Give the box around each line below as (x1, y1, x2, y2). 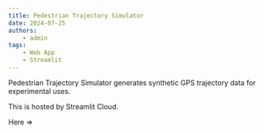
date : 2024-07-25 (8, 19, 66, 27)
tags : (8, 41, 26, 49)
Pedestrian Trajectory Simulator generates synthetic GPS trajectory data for (8, 77, 256, 88)
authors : (8, 26, 37, 34)
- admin (22, 33, 48, 42)
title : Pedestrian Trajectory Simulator (8, 11, 145, 20)
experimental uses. (8, 86, 71, 96)
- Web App (22, 49, 56, 57)
